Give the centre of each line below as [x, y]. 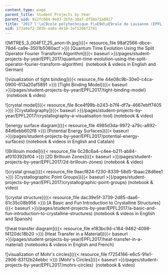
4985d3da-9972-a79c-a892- [126, 126]
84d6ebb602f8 [21, 131]
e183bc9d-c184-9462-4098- [121, 229]
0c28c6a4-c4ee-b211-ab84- [107, 151]
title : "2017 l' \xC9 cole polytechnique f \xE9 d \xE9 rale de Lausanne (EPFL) [85, 24]
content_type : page [25, 10]
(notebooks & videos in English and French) [69, 245]
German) [14, 70]
